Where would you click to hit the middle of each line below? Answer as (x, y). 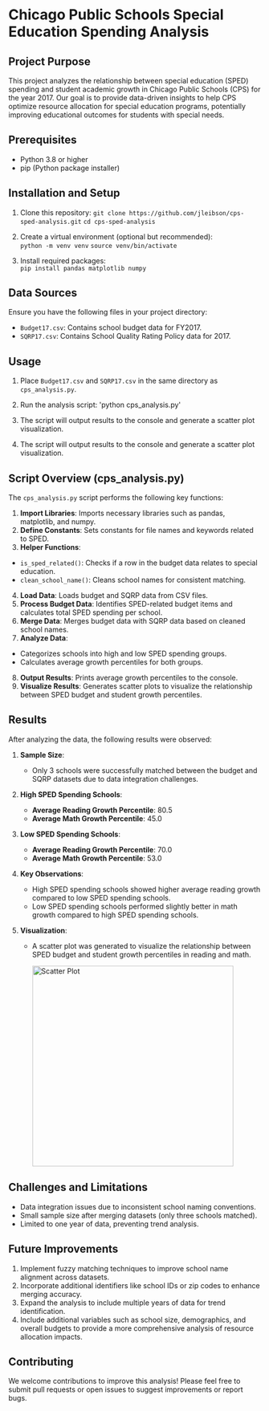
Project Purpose (49, 61)
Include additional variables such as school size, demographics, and (133, 1320)
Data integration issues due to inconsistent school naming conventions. (138, 1206)
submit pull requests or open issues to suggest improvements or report (126, 1389)
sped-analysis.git (51, 222)
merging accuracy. (51, 1294)
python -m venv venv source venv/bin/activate (98, 246)
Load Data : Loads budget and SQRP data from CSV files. (114, 596)
